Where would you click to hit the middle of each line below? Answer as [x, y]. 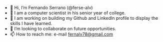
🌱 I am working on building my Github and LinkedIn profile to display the [84, 18]
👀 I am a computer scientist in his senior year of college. [68, 13]
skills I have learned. [31, 23]
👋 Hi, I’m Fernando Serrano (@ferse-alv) [51, 8]
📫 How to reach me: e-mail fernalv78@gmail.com [61, 34]
